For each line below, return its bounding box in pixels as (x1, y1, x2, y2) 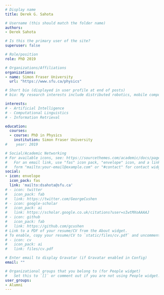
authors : (5, 25, 23, 30)
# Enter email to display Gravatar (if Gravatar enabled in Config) (5, 255, 147, 260)
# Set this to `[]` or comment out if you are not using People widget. (5, 273, 161, 278)
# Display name (5, 7, 36, 12)
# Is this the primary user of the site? (5, 39, 91, 44)
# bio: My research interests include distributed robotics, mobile (5, 93, 147, 98)
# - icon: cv (5, 237, 32, 243)
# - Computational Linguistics (5, 110, 69, 115)
